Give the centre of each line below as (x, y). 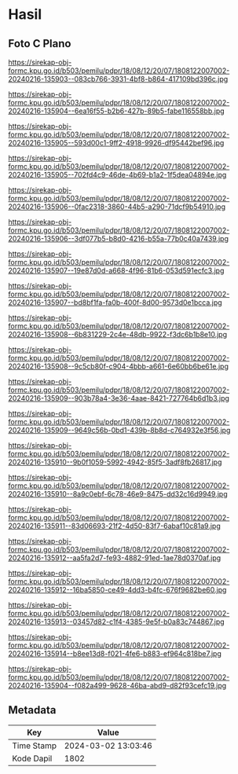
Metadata (32, 710)
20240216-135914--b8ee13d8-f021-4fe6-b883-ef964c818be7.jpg (115, 653)
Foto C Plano (40, 44)
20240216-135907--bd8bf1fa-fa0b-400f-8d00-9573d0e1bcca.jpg (115, 303)
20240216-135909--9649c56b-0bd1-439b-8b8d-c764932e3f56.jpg (119, 430)
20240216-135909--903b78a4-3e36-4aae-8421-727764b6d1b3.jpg (119, 398)
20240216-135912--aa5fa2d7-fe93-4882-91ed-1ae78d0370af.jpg (115, 558)
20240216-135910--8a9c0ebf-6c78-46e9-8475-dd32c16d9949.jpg (118, 494)
